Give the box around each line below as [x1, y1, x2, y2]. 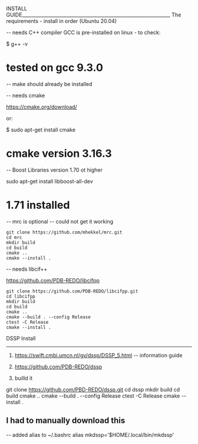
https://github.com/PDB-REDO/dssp [14, 363, 103, 370]
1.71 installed [6, 199, 70, 212]
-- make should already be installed [6, 80, 93, 87]
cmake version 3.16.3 [6, 147, 112, 160]
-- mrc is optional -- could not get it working [6, 218, 114, 225]
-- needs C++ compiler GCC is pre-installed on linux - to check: [6, 29, 161, 36]
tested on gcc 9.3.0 [6, 61, 103, 74]
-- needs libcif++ [6, 265, 48, 272]
